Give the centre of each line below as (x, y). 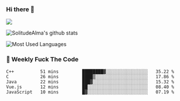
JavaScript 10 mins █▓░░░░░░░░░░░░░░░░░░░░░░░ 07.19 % (90, 92)
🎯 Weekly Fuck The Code (43, 60)
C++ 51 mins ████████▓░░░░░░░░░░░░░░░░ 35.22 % (90, 72)
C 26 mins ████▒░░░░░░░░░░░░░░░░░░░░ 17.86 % (90, 76)
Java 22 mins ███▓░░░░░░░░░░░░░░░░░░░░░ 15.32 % (90, 82)
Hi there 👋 (21, 9)
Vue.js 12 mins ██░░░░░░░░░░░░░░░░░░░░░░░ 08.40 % (90, 87)
